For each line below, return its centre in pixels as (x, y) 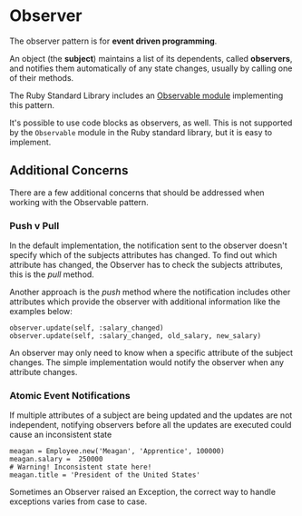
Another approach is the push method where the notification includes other (150, 293)
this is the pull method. (52, 274)
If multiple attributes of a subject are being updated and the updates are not (151, 415)
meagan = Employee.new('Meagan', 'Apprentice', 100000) (117, 451)
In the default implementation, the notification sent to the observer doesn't (148, 245)
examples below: (41, 312)
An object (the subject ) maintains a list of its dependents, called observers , (151, 58)
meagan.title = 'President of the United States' (105, 475)
